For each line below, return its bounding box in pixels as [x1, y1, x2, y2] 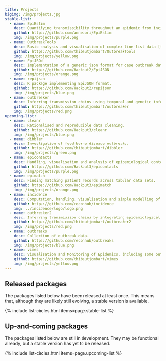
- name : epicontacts [9, 155, 52, 160]
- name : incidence [9, 192, 48, 197]
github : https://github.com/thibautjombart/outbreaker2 [14, 219, 132, 225]
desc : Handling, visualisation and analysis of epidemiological [14, 159, 149, 164]
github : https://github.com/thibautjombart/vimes [14, 257, 119, 262]
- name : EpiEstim [9, 21, 45, 26]
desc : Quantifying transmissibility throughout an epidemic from [14, 26, 152, 31]
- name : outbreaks [9, 229, 48, 234]
